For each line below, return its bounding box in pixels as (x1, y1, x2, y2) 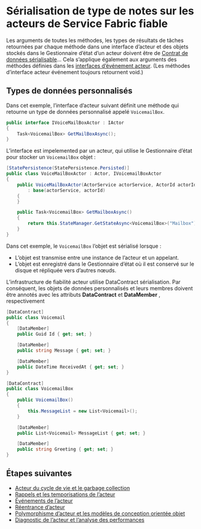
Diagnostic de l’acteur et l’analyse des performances (14, 516, 145, 523)
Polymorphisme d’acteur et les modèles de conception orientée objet (14, 510, 185, 517)
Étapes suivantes (6, 469, 72, 479)
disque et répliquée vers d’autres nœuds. (14, 266, 117, 273)
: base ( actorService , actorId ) (28, 187, 106, 193)
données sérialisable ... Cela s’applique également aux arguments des (6, 56, 177, 63)
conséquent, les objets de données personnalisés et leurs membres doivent (6, 284, 193, 291)
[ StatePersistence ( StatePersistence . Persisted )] (6, 165, 130, 171)
